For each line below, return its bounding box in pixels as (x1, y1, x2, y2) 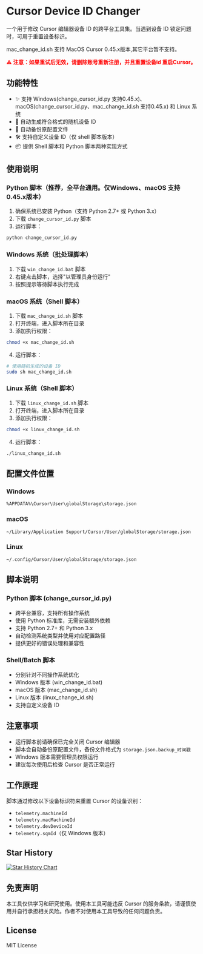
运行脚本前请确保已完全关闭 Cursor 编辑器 (15, 738, 121, 745)
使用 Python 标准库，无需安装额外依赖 (15, 617, 111, 624)
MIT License (6, 941, 38, 949)
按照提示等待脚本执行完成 (15, 280, 79, 287)
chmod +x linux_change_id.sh (6, 426, 80, 432)
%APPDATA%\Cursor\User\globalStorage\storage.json (6, 501, 137, 507)
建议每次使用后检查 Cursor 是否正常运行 (15, 761, 115, 768)
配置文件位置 (6, 468, 55, 479)
